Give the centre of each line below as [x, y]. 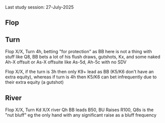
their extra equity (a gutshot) [35, 82]
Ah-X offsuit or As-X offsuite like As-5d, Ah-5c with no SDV [66, 62]
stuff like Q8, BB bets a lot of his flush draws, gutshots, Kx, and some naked [83, 57]
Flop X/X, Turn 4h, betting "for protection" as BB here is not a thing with [79, 52]
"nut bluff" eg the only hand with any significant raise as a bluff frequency [81, 115]
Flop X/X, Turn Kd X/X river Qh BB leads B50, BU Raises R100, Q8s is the [80, 110]
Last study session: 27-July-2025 [40, 7]
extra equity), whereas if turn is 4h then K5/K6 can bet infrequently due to [81, 77]
